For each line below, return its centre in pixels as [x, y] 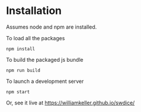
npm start [18, 92]
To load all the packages [36, 38]
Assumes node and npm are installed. [51, 27]
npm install [20, 49]
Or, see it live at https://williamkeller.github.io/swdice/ [70, 103]
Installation [34, 11]
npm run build [23, 70]
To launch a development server [45, 81]
